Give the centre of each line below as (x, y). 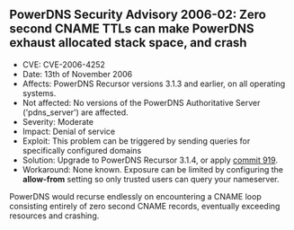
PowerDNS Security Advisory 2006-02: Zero (138, 15)
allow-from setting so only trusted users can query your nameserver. (151, 179)
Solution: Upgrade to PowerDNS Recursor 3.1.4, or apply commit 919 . (150, 160)
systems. (39, 93)
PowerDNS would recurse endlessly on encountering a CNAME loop (136, 196)
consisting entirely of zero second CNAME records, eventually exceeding (145, 206)
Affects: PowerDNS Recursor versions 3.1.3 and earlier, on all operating (154, 84)
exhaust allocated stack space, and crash (128, 43)
